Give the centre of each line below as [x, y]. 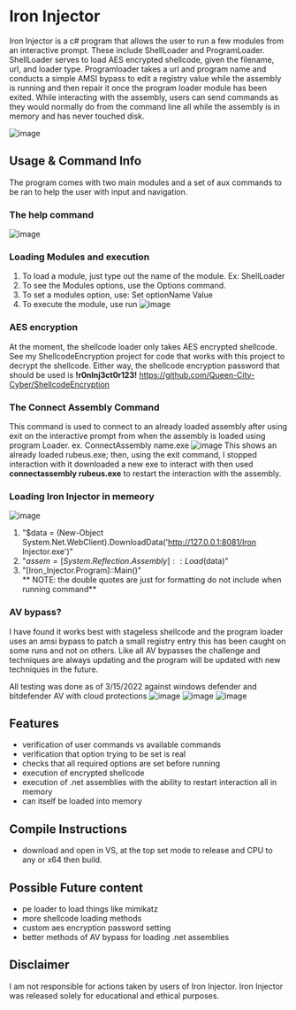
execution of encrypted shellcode [83, 773]
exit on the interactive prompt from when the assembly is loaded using [137, 436]
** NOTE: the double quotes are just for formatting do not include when [152, 580]
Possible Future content [76, 887]
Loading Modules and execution [80, 257]
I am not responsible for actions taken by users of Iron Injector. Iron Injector [146, 986]
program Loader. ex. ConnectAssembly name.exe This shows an [143, 445]
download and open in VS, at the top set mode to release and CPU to [147, 851]
